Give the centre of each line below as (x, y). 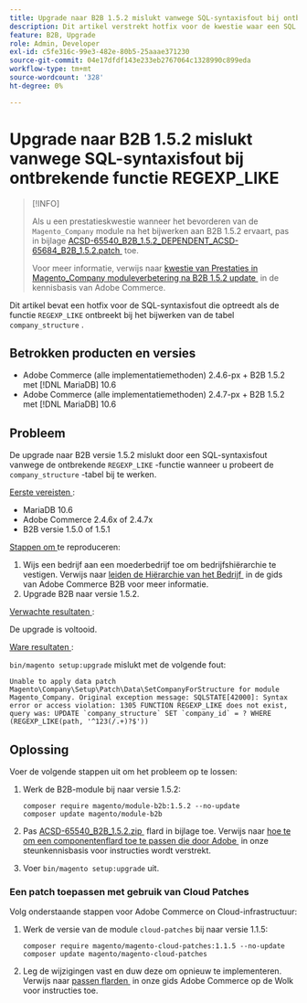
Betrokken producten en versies (103, 353)
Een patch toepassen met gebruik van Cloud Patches (129, 891)
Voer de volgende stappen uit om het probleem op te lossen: (123, 772)
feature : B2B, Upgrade (53, 35)
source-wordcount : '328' (57, 78)
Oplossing (39, 749)
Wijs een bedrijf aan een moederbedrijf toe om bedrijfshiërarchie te (149, 565)
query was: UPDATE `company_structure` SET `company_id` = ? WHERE (141, 714)
